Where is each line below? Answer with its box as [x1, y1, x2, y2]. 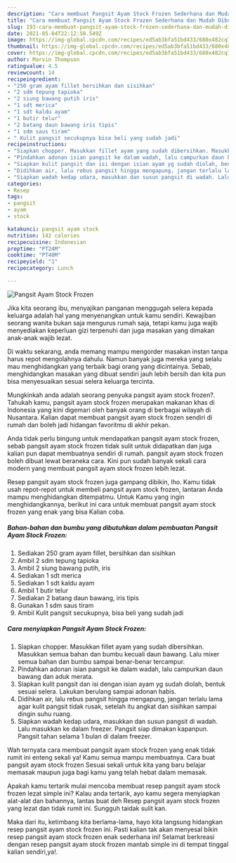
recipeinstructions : [7, 141, 68, 148]
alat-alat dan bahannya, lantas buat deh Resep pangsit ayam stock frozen [7, 796, 220, 805]
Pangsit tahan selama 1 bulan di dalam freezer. [17, 732, 152, 740]
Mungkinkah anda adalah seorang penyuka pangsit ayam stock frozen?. [7, 391, 216, 399]
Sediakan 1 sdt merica [17, 571, 82, 580]
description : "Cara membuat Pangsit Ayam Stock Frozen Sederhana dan [7, 10, 216, 18]
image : [7, 37, 27, 44]
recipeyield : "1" [7, 258, 58, 266]
